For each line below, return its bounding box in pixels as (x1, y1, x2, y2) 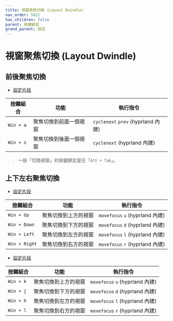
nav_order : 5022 (5, 12, 40, 17)
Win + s (8, 140, 27, 145)
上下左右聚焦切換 (5, 174, 60, 182)
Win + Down (8, 221, 34, 228)
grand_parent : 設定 (5, 27, 46, 32)
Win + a (8, 122, 27, 128)
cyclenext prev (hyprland (93, 118, 153, 125)
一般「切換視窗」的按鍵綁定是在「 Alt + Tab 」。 (18, 157, 118, 163)
